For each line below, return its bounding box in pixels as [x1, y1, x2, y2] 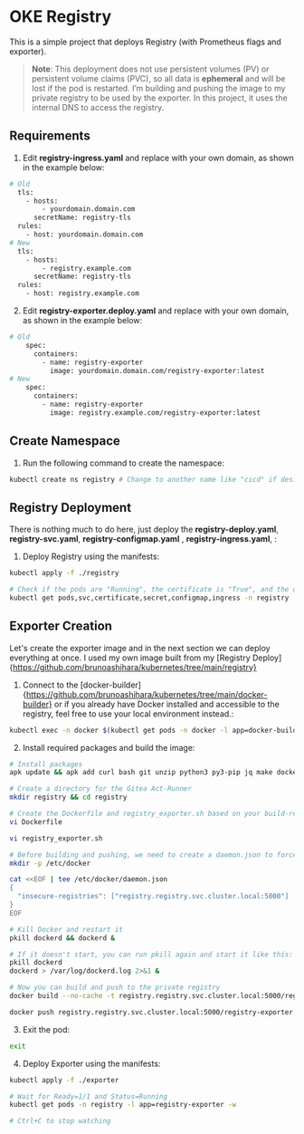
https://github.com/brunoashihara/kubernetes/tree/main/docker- [25, 688, 268, 699]
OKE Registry [9, 6, 111, 27]
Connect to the [22, 679, 79, 690]
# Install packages [9, 759, 83, 769]
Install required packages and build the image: [22, 742, 195, 753]
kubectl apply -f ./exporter [9, 1075, 119, 1084]
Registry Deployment [9, 500, 132, 515]
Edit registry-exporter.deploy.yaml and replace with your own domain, [22, 305, 290, 316]
